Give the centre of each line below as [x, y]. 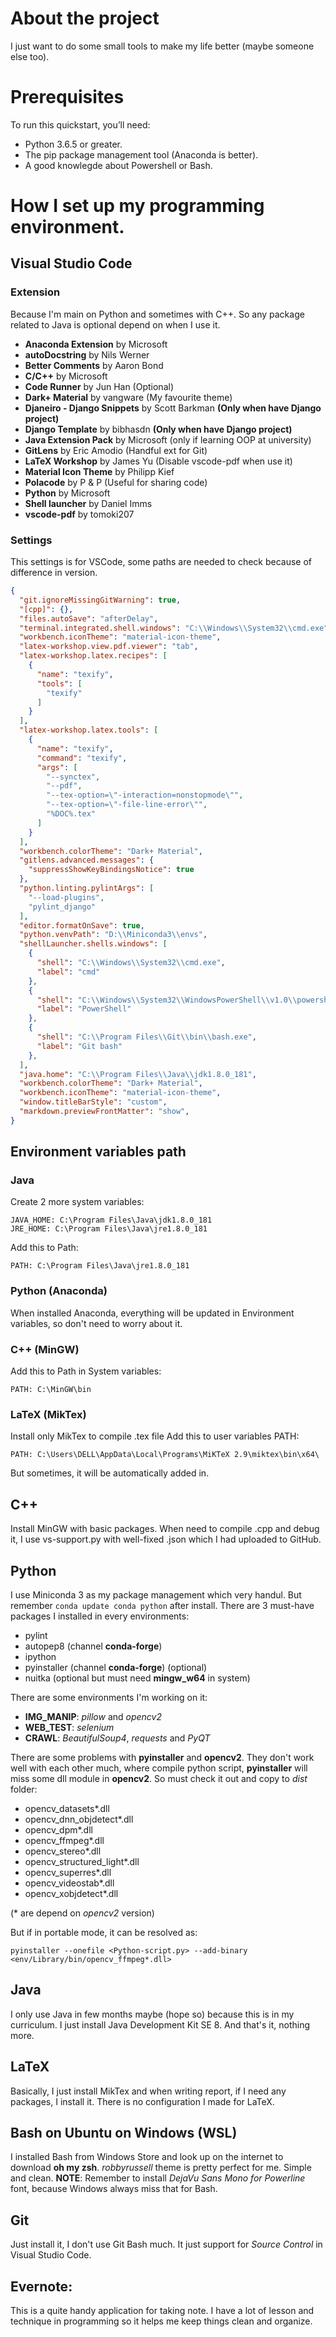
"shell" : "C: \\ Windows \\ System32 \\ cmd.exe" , [131, 963]
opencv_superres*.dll [68, 1872]
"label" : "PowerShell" [84, 1009]
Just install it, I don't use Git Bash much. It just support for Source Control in [166, 2244]
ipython [40, 1656]
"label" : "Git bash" [79, 1046]
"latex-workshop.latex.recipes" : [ [93, 656]
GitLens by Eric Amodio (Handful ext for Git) [116, 450]
